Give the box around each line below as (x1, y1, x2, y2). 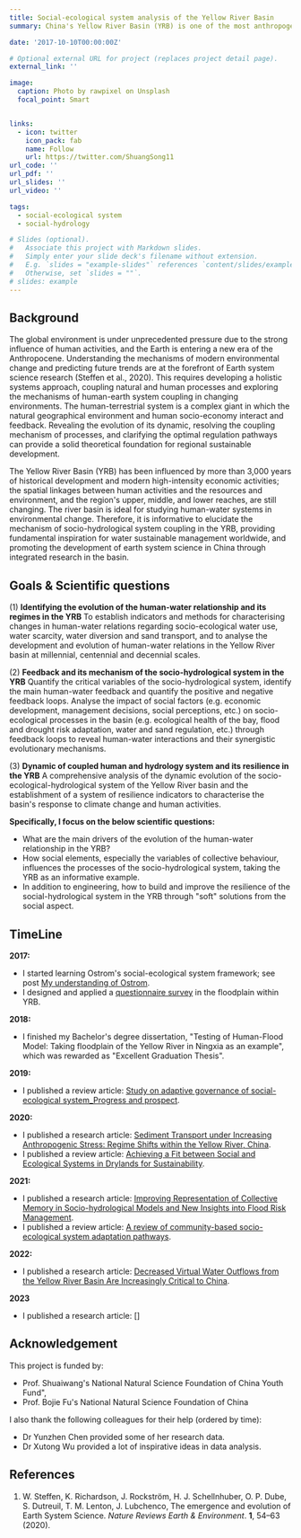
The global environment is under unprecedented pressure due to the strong (9, 334, 288, 345)
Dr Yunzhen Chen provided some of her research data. (21, 1431, 226, 1442)
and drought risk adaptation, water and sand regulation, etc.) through (9, 724, 264, 735)
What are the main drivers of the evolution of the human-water (21, 834, 254, 844)
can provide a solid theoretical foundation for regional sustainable (9, 439, 252, 450)
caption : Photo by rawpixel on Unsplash (17, 87, 170, 96)
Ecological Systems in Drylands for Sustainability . (21, 1158, 205, 1169)
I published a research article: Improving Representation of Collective (21, 1192, 278, 1204)
